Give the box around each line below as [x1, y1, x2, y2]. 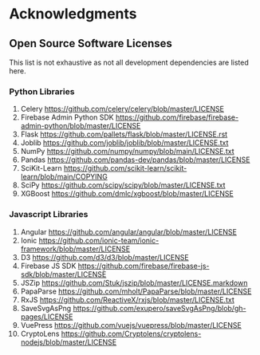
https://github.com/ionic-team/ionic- [38, 235, 160, 245]
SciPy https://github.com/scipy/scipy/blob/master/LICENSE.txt [20, 180, 226, 190]
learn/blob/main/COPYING [20, 172, 108, 182]
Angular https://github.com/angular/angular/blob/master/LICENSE [20, 227, 238, 236]
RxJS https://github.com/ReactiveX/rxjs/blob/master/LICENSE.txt [20, 294, 234, 304]
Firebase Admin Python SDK [20, 112, 114, 122]
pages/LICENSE [20, 312, 73, 321]
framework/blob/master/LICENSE [20, 244, 131, 254]
